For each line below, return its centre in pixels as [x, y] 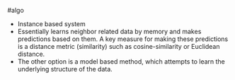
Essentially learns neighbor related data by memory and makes [109, 32]
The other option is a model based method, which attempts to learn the [121, 62]
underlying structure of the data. [65, 69]
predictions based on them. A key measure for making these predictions [123, 39]
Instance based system [52, 24]
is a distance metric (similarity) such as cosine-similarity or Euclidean [119, 46]
